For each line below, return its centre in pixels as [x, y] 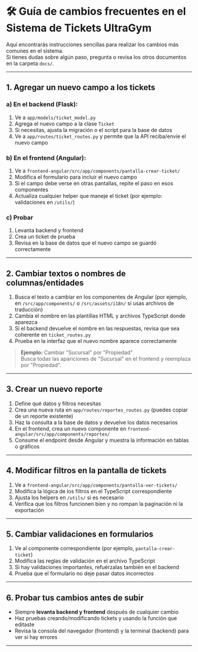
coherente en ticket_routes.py [53, 335]
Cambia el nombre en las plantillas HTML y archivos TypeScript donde [100, 316]
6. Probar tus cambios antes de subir [75, 598]
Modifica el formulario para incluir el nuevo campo [76, 177]
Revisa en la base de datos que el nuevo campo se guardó [86, 243]
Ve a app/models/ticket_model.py [55, 117]
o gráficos [27, 446]
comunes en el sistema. [35, 50]
